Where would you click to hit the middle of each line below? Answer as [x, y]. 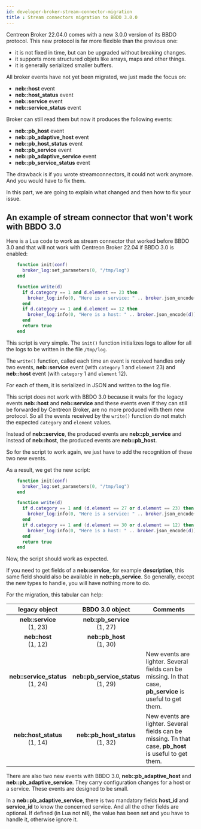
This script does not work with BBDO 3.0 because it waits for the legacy [95, 397]
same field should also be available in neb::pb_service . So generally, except [100, 577]
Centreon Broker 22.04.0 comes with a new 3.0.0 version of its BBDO [92, 34]
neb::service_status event [48, 107]
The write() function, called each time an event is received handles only [96, 361]
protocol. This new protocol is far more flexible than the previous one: [92, 41]
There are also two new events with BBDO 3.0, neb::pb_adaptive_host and [99, 776]
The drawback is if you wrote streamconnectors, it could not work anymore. [100, 174]
